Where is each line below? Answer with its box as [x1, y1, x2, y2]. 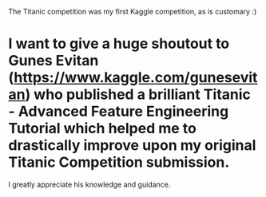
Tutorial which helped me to [8, 120, 197, 138]
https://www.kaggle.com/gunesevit [14, 69, 258, 87]
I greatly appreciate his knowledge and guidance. [8, 179, 171, 189]
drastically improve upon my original [8, 136, 256, 155]
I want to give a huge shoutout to [8, 35, 230, 53]
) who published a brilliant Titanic [25, 85, 252, 104]
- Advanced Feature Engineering [8, 103, 229, 120]
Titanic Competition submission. [8, 153, 230, 171]
